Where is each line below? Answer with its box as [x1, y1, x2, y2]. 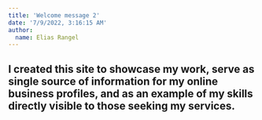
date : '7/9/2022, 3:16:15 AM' [8, 19, 108, 27]
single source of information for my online [8, 75, 219, 88]
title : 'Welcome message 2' [8, 11, 101, 20]
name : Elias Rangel [15, 33, 79, 42]
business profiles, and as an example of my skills [8, 87, 253, 100]
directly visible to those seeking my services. [8, 99, 235, 112]
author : [8, 26, 34, 34]
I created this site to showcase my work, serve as [8, 62, 255, 75]
